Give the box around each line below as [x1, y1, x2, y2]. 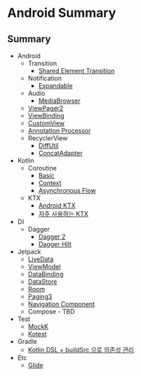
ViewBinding [27, 111, 65, 120]
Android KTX [38, 201, 76, 209]
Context [38, 179, 62, 187]
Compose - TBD [27, 308, 75, 315]
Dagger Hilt [38, 240, 72, 248]
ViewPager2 [27, 104, 64, 112]
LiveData [27, 255, 54, 263]
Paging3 [27, 292, 53, 301]
